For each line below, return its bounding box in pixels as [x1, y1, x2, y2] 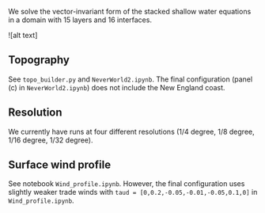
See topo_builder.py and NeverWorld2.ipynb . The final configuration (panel [8, 74, 253, 84]
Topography [8, 53, 70, 67]
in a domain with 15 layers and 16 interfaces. [8, 15, 153, 25]
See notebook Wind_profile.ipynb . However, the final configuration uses [8, 179, 245, 188]
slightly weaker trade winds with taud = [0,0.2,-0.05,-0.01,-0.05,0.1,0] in [8, 188, 258, 197]
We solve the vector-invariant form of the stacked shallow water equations [8, 7, 252, 16]
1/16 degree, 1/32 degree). [8, 135, 93, 145]
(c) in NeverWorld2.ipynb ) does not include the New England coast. [8, 82, 225, 92]
